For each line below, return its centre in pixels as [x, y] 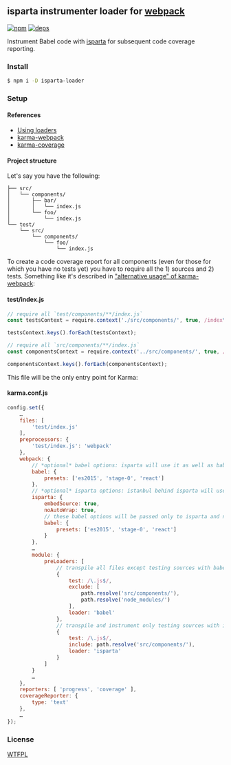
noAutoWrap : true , [70, 510]
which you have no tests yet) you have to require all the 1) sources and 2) [111, 269]
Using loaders [37, 130]
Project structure [32, 161]
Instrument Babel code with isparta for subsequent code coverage [101, 41]
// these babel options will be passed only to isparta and [132, 516]
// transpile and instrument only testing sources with [138, 625]
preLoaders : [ [64, 561]
